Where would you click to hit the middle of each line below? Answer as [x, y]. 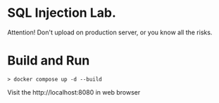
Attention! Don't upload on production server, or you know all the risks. [110, 32]
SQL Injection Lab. [62, 13]
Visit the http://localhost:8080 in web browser [74, 92]
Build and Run [49, 61]
